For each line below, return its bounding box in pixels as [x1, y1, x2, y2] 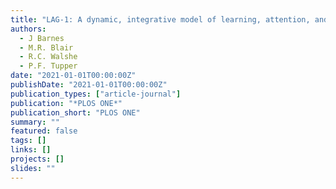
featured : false [10, 126, 78, 136]
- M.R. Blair [19, 42, 74, 53]
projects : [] [10, 154, 65, 164]
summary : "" [10, 117, 60, 127]
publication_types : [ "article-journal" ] [10, 89, 182, 99]
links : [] [10, 145, 52, 155]
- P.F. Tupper [19, 61, 78, 71]
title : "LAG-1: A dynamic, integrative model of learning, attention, [10, 14, 311, 25]
